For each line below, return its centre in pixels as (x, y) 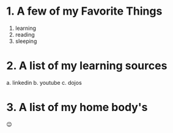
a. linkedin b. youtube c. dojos (44, 82)
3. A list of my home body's (77, 107)
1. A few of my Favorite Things (84, 11)
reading (25, 34)
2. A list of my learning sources (87, 66)
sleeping (26, 41)
